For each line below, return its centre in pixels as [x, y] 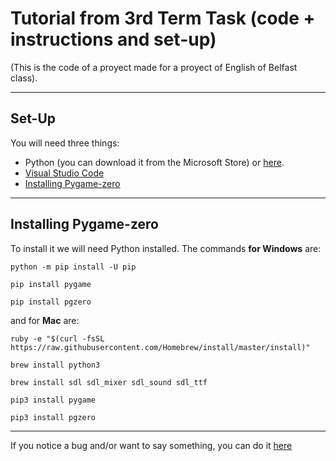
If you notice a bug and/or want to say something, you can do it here [151, 445]
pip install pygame [51, 284]
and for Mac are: [45, 320]
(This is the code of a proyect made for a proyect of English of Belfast [154, 67]
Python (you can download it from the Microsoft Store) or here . [154, 162]
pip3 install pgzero [53, 417]
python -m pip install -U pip [73, 267]
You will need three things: [65, 143]
